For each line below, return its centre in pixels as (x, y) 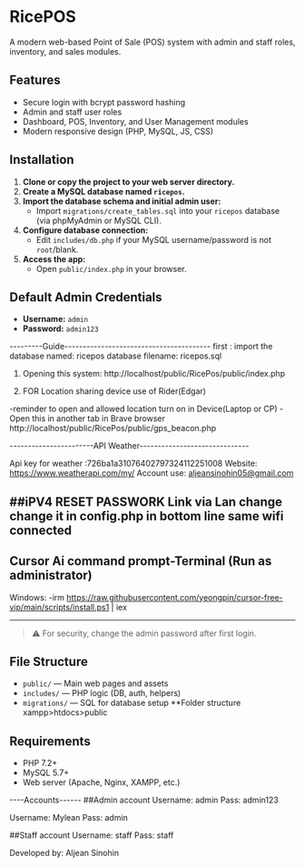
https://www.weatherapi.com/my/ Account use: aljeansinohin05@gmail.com (152, 473)
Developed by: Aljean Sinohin (64, 853)
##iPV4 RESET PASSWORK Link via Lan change (146, 502)
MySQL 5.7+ (46, 773)
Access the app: (54, 259)
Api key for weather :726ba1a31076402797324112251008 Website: (133, 464)
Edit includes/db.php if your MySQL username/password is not (154, 239)
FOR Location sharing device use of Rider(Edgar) (114, 391)
